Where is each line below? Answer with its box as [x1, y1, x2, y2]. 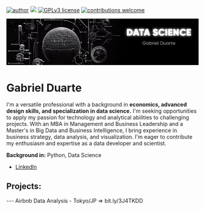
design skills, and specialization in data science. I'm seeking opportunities [6, 107, 197, 115]
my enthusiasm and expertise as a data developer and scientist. [6, 140, 167, 147]
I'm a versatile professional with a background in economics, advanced [6, 101, 187, 108]
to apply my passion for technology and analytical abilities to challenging [6, 114, 189, 121]
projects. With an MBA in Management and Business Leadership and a [6, 121, 184, 128]
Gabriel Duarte [6, 81, 82, 94]
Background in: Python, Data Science [6, 152, 102, 159]
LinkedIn [15, 163, 37, 170]
